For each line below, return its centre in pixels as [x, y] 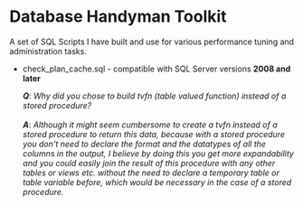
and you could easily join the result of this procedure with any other [149, 163]
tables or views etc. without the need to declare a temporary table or [151, 173]
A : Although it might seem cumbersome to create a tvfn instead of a [150, 125]
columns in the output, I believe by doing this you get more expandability [158, 153]
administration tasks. [48, 51]
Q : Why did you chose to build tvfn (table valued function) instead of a [154, 96]
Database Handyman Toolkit [118, 17]
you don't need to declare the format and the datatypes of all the [144, 144]
